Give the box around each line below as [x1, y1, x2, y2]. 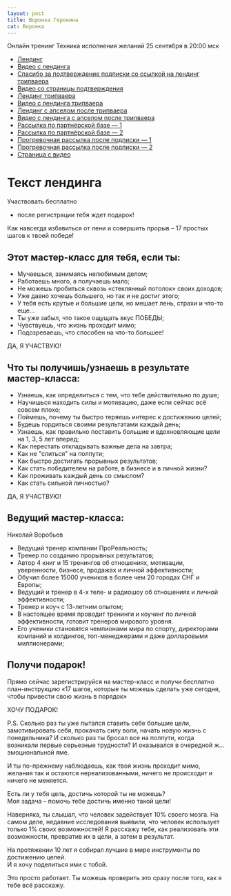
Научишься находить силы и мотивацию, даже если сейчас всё [17, 398, 207, 406]
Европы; [17, 580, 42, 588]
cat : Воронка [7, 23, 45, 30]
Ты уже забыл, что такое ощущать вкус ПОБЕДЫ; [17, 314, 164, 322]
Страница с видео [17, 150, 71, 159]
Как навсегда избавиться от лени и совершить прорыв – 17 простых [7, 224, 209, 232]
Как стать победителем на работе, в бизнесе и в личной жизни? [17, 464, 208, 472]
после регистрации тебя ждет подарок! [17, 211, 134, 219]
